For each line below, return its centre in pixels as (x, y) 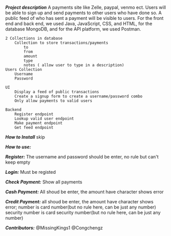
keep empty (18, 162)
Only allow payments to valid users (54, 101)
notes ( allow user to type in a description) (74, 65)
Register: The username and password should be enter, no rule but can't (82, 157)
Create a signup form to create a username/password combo (79, 96)
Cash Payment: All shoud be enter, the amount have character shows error (85, 192)
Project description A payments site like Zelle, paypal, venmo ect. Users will (86, 7)
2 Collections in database (34, 38)
